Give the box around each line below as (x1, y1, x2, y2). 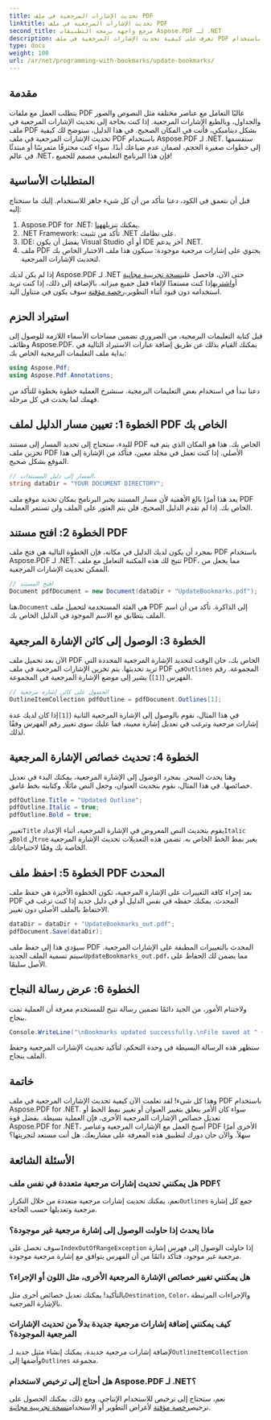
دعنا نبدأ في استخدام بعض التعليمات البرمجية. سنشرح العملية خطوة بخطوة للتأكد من (9, 386, 261, 395)
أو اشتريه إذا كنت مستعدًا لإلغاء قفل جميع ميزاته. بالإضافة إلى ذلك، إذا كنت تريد (9, 278, 238, 288)
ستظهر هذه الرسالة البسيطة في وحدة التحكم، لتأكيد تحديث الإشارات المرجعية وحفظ (9, 1042, 260, 1052)
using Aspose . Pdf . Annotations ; (9, 371, 114, 379)
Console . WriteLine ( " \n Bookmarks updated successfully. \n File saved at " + (9, 1028, 265, 1036)
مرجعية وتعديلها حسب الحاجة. (9, 1204, 97, 1214)
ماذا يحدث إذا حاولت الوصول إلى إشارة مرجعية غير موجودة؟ (9, 1224, 215, 1236)
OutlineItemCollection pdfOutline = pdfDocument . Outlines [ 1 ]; (9, 695, 222, 703)
